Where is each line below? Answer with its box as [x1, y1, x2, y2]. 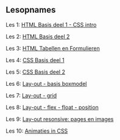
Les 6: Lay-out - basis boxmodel [5, 80, 87, 87]
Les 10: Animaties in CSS [5, 127, 68, 135]
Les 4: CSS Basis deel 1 [5, 56, 65, 63]
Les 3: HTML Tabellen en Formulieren [5, 44, 100, 52]
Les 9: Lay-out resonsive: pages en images [5, 115, 114, 122]
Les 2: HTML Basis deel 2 [5, 33, 70, 40]
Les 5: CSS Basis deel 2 [5, 68, 65, 75]
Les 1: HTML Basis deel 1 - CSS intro [5, 21, 97, 28]
